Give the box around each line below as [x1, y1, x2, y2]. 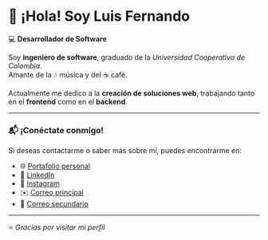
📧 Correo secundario [19, 199, 89, 209]
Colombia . [8, 61, 42, 70]
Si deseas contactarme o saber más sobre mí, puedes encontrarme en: [8, 146, 242, 155]
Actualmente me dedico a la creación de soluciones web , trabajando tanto [8, 88, 255, 98]
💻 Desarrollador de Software [8, 33, 107, 43]
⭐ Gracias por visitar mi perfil [8, 222, 105, 232]
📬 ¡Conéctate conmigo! [8, 124, 104, 136]
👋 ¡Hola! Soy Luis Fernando [8, 7, 190, 26]
